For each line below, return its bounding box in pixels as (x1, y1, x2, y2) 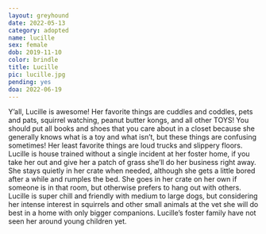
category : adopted (8, 26, 69, 34)
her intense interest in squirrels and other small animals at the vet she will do (8, 200, 259, 209)
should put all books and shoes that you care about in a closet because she (8, 124, 256, 133)
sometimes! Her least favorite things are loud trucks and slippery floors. (8, 140, 243, 151)
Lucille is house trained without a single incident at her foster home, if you (8, 149, 250, 159)
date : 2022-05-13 (8, 19, 66, 27)
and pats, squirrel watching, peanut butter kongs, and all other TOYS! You (8, 116, 249, 125)
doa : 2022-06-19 (8, 85, 62, 94)
